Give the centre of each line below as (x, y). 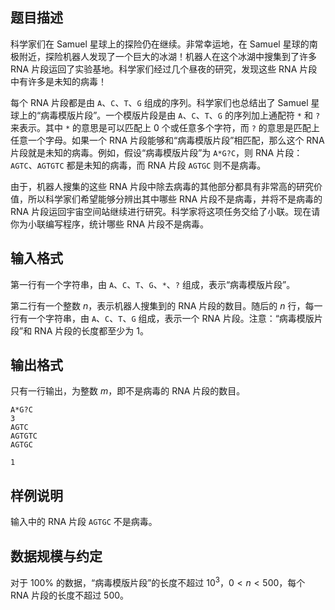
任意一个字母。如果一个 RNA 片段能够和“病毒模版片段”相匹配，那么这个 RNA (167, 140)
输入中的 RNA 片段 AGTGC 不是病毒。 (84, 522)
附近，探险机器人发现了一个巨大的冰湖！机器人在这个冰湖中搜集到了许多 (167, 56)
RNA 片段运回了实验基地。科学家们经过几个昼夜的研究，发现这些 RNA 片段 (164, 69)
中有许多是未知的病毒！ (58, 81)
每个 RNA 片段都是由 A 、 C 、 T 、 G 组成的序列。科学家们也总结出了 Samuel (159, 102)
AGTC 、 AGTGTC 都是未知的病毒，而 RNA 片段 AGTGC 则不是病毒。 (138, 165)
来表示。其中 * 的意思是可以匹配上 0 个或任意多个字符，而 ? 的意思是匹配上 (165, 127)
